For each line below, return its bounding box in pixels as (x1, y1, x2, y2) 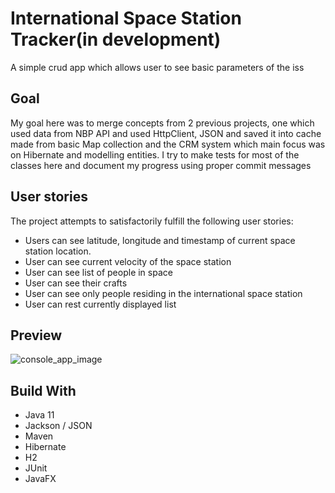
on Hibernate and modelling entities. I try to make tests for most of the (10, 148, 300, 161)
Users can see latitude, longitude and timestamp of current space (24, 234, 296, 246)
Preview (10, 327, 63, 344)
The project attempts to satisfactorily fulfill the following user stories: (10, 215, 294, 227)
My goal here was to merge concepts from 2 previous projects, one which (10, 117, 315, 129)
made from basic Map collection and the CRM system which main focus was (10, 138, 326, 150)
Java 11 (24, 409, 55, 421)
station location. (24, 245, 92, 257)
